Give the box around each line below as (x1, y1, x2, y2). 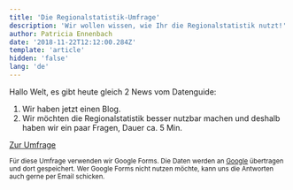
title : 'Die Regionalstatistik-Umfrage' (9, 12, 161, 22)
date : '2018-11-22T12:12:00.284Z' (9, 37, 137, 47)
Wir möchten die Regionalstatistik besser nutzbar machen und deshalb (21, 112, 281, 124)
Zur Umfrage (9, 139, 57, 150)
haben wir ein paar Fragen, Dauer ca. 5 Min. (21, 122, 183, 133)
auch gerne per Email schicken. (9, 171, 105, 181)
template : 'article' (9, 46, 86, 55)
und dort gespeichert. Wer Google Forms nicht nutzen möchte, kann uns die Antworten (9, 164, 274, 173)
